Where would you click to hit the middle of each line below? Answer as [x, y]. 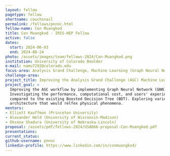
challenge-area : [22, 75]
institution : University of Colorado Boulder [54, 61]
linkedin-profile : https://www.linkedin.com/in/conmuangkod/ [71, 146]
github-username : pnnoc [30, 141]
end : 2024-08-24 [27, 52]
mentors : [14, 108]
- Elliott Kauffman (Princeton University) [52, 113]
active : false [20, 38]
